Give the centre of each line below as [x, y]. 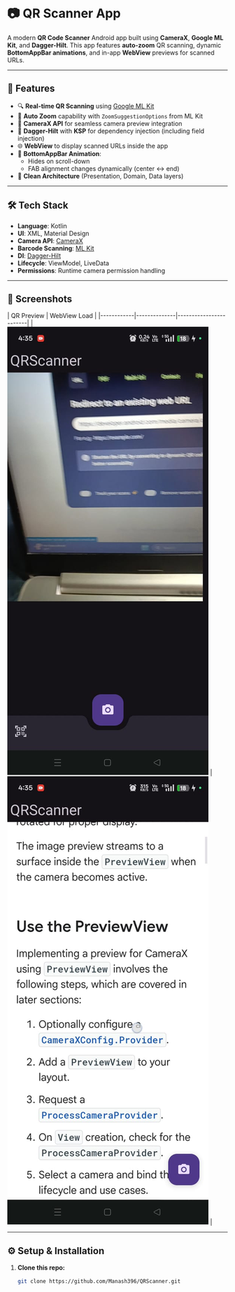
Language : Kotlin [42, 225]
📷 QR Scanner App [64, 14]
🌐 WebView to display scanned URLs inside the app [93, 146]
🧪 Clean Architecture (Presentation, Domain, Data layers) [100, 176]
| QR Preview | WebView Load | [52, 316]
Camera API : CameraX [50, 241]
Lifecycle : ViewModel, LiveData [63, 263]
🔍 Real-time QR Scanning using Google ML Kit [86, 106]
